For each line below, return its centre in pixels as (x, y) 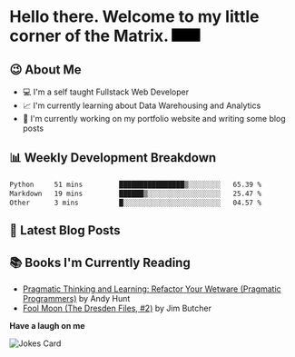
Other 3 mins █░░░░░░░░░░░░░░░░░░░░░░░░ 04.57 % (135, 203)
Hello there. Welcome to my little (135, 17)
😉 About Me (45, 69)
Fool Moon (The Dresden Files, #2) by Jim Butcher (117, 308)
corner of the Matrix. (89, 36)
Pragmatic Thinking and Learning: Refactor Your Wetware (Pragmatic (152, 289)
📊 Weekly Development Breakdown (113, 158)
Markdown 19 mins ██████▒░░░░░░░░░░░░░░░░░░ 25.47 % (135, 193)
